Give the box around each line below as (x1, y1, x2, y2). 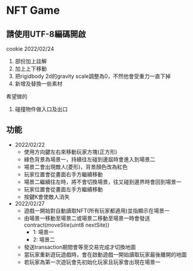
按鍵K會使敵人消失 (23, 193, 70, 200)
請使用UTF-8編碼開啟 (6, 29, 86, 39)
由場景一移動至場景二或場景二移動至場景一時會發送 (23, 214, 150, 222)
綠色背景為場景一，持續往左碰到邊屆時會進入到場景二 (23, 155, 156, 162)
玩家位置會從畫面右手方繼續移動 (23, 170, 103, 177)
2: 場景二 (32, 236, 55, 243)
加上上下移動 (14, 65, 47, 72)
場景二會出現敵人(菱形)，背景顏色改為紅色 (23, 163, 128, 170)
